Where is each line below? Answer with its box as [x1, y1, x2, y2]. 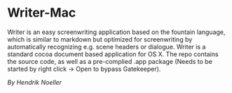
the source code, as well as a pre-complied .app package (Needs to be [7, 57, 212, 65]
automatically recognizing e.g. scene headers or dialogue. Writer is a [7, 42, 206, 51]
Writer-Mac [7, 5, 76, 21]
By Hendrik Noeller [7, 78, 62, 86]
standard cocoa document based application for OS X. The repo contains [7, 50, 219, 58]
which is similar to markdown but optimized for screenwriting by [7, 35, 193, 43]
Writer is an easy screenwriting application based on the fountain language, [7, 28, 226, 36]
